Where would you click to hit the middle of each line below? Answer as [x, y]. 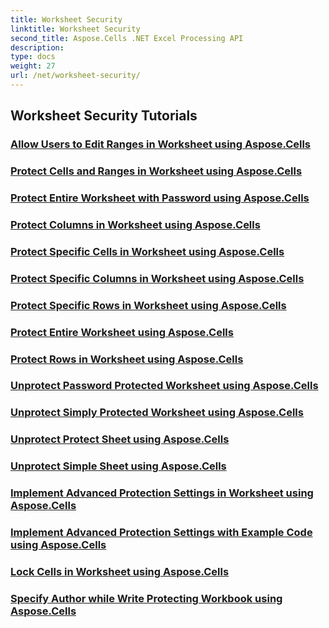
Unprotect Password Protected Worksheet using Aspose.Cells [164, 386]
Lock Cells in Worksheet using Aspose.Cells [120, 572]
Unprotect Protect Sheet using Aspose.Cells [120, 439]
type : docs [33, 57]
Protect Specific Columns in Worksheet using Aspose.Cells [157, 278]
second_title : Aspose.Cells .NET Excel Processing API [127, 38]
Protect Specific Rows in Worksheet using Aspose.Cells [148, 305]
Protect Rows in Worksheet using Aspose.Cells [127, 359]
